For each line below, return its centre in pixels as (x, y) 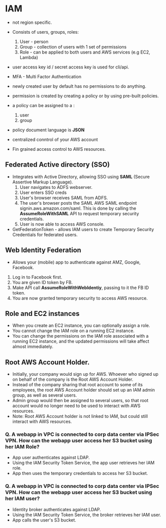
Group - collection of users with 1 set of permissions (73, 47)
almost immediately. (33, 347)
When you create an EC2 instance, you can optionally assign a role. (81, 326)
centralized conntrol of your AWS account (55, 139)
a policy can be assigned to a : (43, 105)
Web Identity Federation (43, 250)
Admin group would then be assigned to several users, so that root (80, 401)
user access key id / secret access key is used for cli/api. (71, 67)
